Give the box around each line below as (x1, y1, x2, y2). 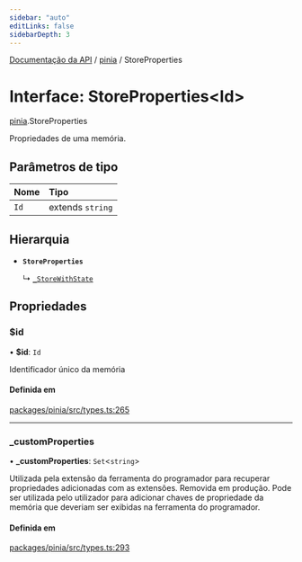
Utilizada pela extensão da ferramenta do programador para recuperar (9, 473, 271, 484)
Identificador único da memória (9, 363, 126, 374)
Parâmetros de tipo (9, 159, 119, 174)
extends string (49, 201, 113, 214)
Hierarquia (9, 231, 70, 247)
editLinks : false (9, 22, 75, 31)
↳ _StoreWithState (22, 272, 93, 283)
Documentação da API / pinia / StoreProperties (9, 55, 182, 66)
